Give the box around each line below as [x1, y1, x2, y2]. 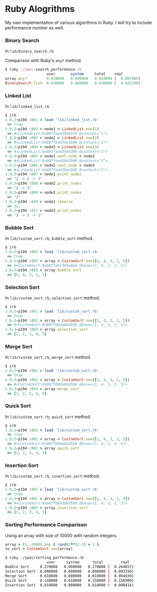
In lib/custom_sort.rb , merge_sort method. [5, 354, 92, 360]
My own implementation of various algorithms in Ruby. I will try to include [5, 20, 152, 25]
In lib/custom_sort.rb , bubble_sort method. [5, 236, 94, 241]
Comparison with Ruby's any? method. [5, 58, 82, 64]
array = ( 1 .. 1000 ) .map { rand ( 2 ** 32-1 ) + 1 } [5, 542, 99, 547]
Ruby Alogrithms [5, 3, 75, 15]
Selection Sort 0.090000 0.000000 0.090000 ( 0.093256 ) [5, 569, 134, 574]
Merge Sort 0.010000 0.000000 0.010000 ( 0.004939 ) [5, 573, 134, 578]
